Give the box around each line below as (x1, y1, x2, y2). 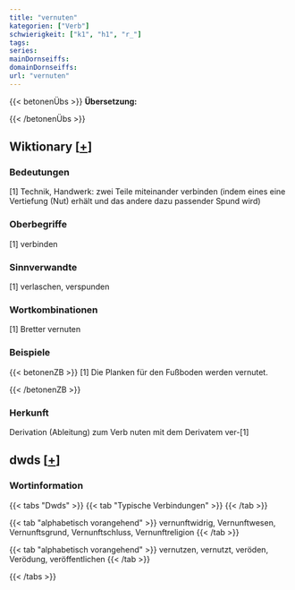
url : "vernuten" (9, 72, 70, 81)
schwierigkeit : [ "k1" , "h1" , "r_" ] (9, 30, 142, 38)
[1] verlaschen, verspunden (9, 281, 110, 292)
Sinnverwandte (9, 261, 78, 273)
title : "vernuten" (9, 13, 78, 22)
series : (9, 47, 38, 56)
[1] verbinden (9, 238, 58, 249)
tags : (9, 38, 29, 47)
